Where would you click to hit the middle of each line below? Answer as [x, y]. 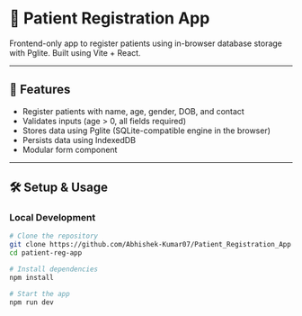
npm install [31, 277]
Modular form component [70, 149]
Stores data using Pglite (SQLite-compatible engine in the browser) [147, 131]
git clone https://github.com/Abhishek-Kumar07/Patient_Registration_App [151, 245]
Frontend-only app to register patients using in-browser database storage [146, 43]
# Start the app [40, 293]
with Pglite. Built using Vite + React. [75, 52]
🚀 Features [40, 90]
